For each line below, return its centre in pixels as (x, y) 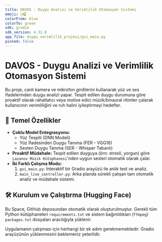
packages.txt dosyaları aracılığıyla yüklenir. (48, 220)
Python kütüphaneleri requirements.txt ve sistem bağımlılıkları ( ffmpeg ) (77, 214)
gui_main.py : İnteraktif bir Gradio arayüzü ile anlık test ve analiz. (83, 169)
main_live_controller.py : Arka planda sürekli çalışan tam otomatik (86, 174)
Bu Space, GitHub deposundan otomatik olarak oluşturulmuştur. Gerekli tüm (81, 209)
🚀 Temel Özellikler (33, 121)
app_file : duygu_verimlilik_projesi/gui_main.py (55, 37)
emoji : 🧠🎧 (16, 14)
